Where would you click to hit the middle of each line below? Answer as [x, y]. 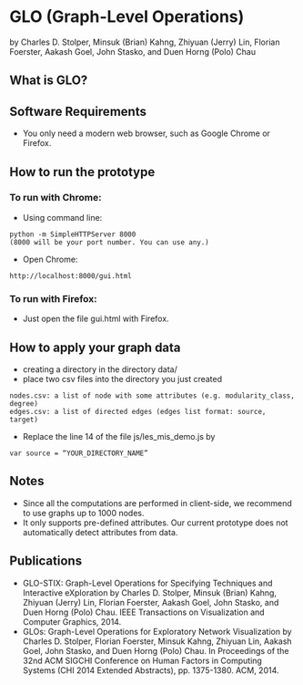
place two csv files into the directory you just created [122, 379]
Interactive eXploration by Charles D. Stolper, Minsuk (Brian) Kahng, [150, 592]
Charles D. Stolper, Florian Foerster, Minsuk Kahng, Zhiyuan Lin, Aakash [157, 641]
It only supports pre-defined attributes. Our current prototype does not [155, 523]
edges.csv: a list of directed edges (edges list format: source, [138, 411]
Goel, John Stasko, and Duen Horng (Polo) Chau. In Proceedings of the [156, 650]
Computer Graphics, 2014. [72, 621]
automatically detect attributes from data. [100, 532]
